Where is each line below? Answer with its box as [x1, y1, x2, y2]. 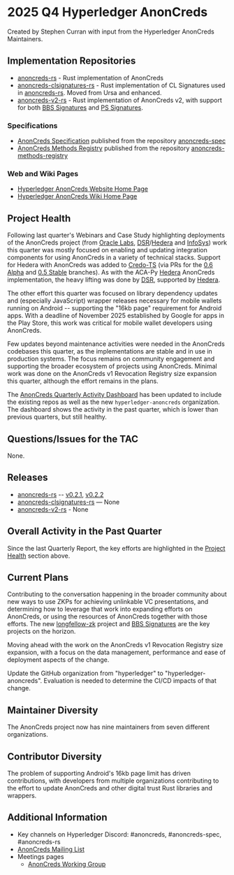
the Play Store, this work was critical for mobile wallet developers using [7, 319, 213, 327]
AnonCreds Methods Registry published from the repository [17, 144, 190, 152]
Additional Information [7, 811, 108, 823]
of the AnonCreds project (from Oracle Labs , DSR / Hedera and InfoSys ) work [7, 238, 227, 247]
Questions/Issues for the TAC [7, 433, 138, 444]
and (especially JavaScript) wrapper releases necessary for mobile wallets [7, 296, 222, 305]
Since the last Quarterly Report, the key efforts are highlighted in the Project [7, 544, 226, 552]
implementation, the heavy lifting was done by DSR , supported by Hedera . [7, 275, 221, 284]
